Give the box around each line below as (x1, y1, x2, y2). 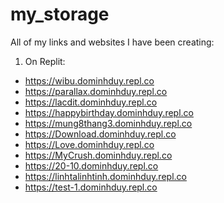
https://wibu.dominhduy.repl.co (24, 74, 155, 87)
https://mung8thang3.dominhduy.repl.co (24, 117, 193, 129)
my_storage (10, 3, 110, 26)
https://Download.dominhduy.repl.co (24, 128, 177, 140)
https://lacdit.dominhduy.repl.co (24, 96, 158, 108)
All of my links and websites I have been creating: (10, 36, 215, 48)
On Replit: (24, 55, 66, 67)
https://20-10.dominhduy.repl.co (24, 159, 159, 172)
